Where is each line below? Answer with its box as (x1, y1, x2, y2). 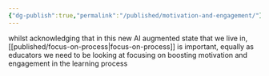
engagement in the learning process (8, 59, 128, 68)
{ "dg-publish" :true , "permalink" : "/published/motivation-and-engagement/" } (8, 11, 263, 20)
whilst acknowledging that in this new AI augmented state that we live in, (8, 33, 248, 43)
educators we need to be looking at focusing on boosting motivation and (8, 50, 248, 59)
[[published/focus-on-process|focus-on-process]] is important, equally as (8, 41, 255, 51)
